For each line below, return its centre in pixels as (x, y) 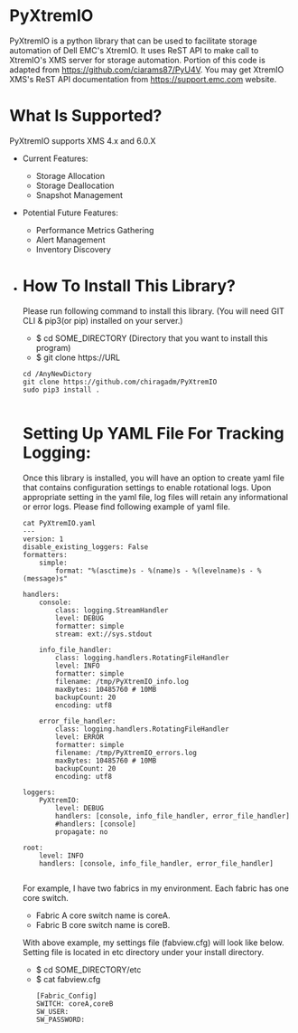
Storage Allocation (70, 175)
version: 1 (43, 539)
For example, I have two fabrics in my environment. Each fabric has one (155, 888)
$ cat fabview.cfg (68, 979)
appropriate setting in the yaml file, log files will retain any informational (155, 497)
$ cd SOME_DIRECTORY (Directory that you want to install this (152, 338)
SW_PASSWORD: (61, 1019)
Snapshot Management (79, 194)
